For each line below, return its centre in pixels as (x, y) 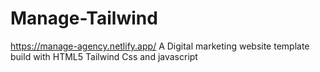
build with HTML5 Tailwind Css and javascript (104, 56)
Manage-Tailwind (84, 18)
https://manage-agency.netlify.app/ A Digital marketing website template (160, 46)
